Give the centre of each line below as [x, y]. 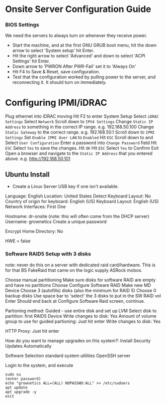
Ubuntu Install [27, 174]
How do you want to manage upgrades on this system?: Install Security [78, 341]
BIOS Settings [22, 25]
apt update [16, 388]
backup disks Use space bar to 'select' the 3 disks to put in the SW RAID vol [83, 296]
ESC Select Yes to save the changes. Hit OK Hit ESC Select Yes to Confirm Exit [82, 148]
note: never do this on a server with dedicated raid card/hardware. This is [80, 265]
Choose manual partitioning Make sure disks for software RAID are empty [80, 280]
